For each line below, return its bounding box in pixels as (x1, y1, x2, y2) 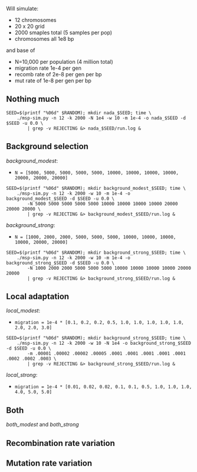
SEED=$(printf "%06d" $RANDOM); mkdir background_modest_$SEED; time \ (6, 185, 186, 191)
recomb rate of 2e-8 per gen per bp (14, 71, 102, 77)
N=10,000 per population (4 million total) (14, 59, 113, 65)
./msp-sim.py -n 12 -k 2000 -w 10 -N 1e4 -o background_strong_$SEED (17, 340, 192, 347)
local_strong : (6, 371, 38, 379)
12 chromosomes (14, 17, 57, 23)
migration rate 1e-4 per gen (14, 64, 81, 72)
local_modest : (6, 307, 40, 314)
